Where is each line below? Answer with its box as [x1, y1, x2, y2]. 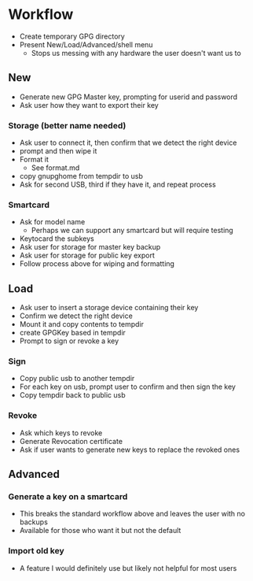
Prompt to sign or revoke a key [19, 336, 119, 346]
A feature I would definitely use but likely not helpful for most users [19, 563, 237, 572]
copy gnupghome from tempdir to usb [19, 172, 144, 181]
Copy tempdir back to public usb [19, 390, 126, 400]
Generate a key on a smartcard [8, 491, 128, 502]
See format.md [31, 163, 80, 172]
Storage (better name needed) [8, 120, 126, 131]
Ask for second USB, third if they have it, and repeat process [19, 179, 216, 190]
